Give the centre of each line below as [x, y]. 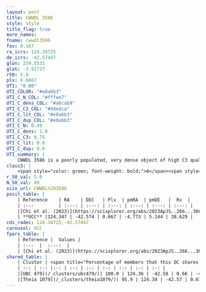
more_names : [21, 35]
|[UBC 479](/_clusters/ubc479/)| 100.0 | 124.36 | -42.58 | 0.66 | [105, 274]
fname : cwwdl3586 [29, 40]
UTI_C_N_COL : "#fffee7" [37, 97]
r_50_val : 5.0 [25, 177]
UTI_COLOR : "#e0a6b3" [34, 92]
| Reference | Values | [49, 239]
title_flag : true [29, 29]
